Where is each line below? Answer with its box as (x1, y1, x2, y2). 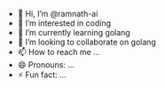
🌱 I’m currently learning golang (17, 28, 130, 37)
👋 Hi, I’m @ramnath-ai (17, 9, 98, 19)
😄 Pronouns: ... (17, 59, 75, 70)
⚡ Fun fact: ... (17, 69, 67, 80)
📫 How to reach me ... (17, 47, 100, 57)
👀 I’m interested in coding (17, 18, 112, 28)
